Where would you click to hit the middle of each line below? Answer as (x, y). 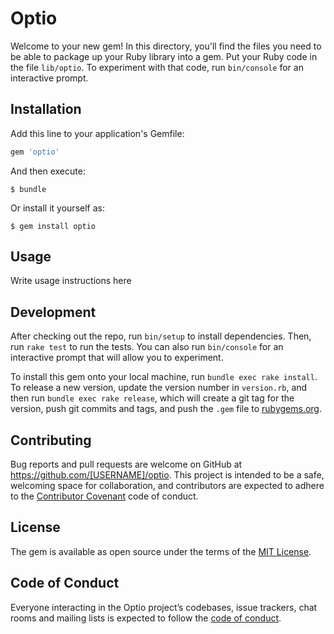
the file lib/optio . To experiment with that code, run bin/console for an (157, 67)
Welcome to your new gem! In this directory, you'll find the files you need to (166, 46)
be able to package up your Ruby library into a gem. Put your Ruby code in (164, 56)
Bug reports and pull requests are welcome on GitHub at (126, 464)
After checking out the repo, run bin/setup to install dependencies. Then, (161, 336)
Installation (46, 109)
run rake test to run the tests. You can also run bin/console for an (147, 347)
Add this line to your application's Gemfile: (97, 133)
